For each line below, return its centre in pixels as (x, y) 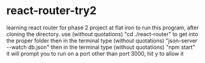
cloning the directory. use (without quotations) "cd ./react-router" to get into (102, 34)
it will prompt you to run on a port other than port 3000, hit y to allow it (95, 53)
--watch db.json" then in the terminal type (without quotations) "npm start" (101, 47)
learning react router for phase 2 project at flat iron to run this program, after (102, 28)
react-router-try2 (51, 11)
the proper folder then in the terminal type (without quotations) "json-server (102, 40)
